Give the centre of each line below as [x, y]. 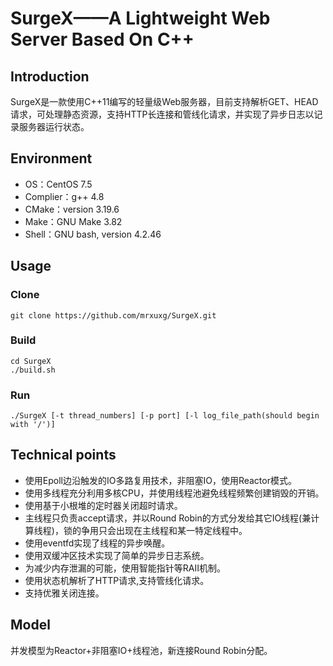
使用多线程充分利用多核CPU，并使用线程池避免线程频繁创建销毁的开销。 [174, 493]
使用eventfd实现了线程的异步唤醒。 [97, 543]
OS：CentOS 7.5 [58, 184]
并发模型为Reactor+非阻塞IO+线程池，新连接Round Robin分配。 [141, 650]
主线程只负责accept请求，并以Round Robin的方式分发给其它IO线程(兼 [168, 518]
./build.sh [33, 370]
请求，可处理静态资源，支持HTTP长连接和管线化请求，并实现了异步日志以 [162, 114]
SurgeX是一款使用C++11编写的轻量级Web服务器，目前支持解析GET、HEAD [164, 101]
